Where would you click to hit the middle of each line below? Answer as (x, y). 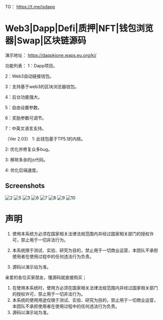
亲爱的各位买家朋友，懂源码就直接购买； (46, 277)
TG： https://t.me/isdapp (30, 7)
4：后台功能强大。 (24, 97)
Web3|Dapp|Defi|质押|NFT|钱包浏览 (79, 29)
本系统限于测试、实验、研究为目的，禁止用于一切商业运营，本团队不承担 (85, 250)
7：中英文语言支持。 (26, 128)
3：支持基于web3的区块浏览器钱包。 (42, 87)
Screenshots (25, 186)
